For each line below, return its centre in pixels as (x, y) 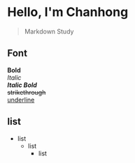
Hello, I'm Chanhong (68, 12)
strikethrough (27, 92)
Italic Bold (22, 85)
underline (21, 100)
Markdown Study (49, 31)
